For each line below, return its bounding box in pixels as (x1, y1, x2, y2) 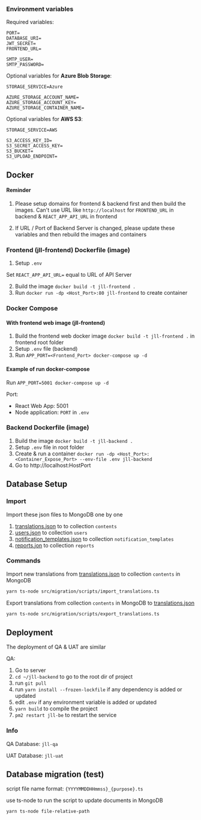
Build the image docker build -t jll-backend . (14, 437, 133, 444)
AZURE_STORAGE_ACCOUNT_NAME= (6, 94, 79, 100)
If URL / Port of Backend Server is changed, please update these (14, 224, 175, 232)
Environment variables (6, 5, 74, 13)
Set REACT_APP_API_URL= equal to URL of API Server (6, 271, 132, 279)
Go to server (14, 667, 46, 674)
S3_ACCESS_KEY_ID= (6, 138, 52, 144)
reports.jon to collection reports (14, 541, 95, 549)
